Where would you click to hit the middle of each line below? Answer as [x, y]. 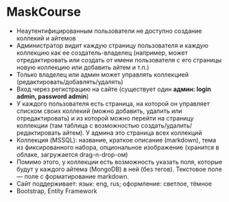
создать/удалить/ [167, 125]
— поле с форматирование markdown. [73, 176]
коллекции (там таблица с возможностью [78, 125]
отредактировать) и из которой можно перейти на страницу [105, 118]
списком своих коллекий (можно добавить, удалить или [99, 111]
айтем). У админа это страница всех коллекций [132, 132]
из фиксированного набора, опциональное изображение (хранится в [118, 147]
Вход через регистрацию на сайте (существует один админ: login [114, 89]
